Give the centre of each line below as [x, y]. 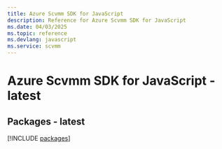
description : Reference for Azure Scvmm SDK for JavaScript [97, 20]
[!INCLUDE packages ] [39, 138]
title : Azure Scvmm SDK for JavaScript [65, 14]
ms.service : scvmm [34, 46]
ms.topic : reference [37, 33]
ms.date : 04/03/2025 [37, 27]
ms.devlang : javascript [42, 40]
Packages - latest [46, 121]
